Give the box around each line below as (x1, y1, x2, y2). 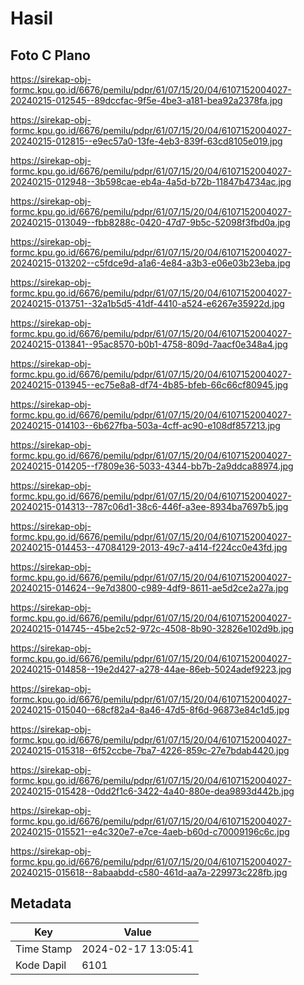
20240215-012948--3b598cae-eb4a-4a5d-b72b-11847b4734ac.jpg (10, 176, 292, 187)
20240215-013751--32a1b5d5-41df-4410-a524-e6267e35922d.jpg (10, 298, 285, 309)
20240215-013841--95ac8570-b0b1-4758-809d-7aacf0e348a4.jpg (10, 338, 288, 350)
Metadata (10, 895, 72, 912)
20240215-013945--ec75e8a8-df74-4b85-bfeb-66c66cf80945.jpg (10, 379, 289, 391)
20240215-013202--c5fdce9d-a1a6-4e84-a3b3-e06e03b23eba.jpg (10, 257, 291, 269)
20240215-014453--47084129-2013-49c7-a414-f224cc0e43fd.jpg (10, 542, 288, 553)
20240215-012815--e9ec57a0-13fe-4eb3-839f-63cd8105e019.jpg (10, 135, 283, 147)
